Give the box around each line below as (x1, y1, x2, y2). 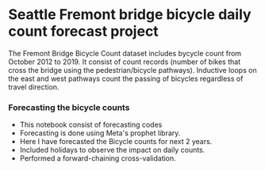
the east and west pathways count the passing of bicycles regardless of (8, 74, 244, 83)
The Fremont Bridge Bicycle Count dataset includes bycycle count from (8, 48, 242, 58)
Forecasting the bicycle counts (8, 101, 130, 112)
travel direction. (8, 82, 60, 92)
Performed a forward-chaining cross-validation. (19, 154, 176, 163)
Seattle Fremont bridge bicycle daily (8, 6, 252, 24)
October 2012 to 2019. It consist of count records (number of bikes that (8, 57, 240, 66)
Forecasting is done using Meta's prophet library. (19, 128, 181, 138)
